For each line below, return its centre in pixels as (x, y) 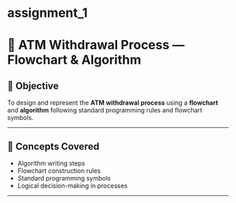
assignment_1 (47, 13)
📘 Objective (33, 86)
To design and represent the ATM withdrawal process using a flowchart (113, 103)
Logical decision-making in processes (72, 185)
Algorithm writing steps (51, 163)
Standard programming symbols (64, 178)
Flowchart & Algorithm (74, 60)
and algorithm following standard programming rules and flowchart (105, 110)
